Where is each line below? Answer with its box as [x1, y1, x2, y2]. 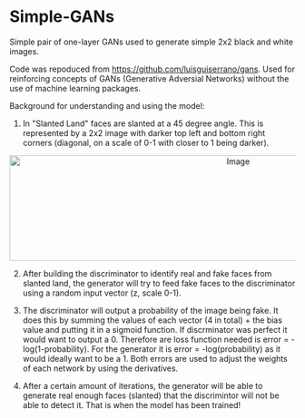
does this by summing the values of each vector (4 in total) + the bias [22, 315, 283, 326]
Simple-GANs [9, 6, 115, 27]
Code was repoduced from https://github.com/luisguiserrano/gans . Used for [9, 63, 295, 74]
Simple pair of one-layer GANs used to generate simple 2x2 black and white [9, 36, 293, 47]
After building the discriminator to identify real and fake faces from [22, 267, 272, 278]
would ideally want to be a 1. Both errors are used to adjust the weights [22, 353, 288, 364]
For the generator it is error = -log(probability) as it [91, 343, 281, 355]
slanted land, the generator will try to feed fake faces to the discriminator [22, 277, 296, 288]
